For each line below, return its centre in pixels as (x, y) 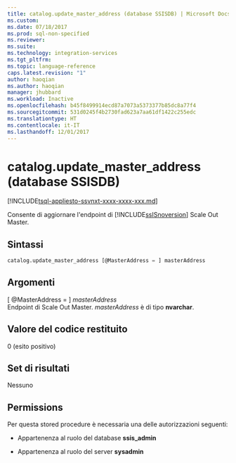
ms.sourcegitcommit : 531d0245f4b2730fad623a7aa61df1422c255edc (102, 112)
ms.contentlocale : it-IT (44, 125)
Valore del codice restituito (67, 329)
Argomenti (31, 283)
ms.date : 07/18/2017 (38, 27)
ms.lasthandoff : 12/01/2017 (48, 132)
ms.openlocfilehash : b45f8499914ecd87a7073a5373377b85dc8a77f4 (102, 106)
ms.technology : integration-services (63, 54)
